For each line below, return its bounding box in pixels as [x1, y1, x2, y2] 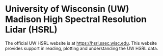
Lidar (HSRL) [5, 24, 57, 35]
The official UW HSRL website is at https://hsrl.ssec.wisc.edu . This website [5, 40, 157, 46]
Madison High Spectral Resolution [5, 14, 147, 25]
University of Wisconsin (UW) [5, 3, 129, 15]
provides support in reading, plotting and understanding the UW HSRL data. [5, 45, 159, 51]
